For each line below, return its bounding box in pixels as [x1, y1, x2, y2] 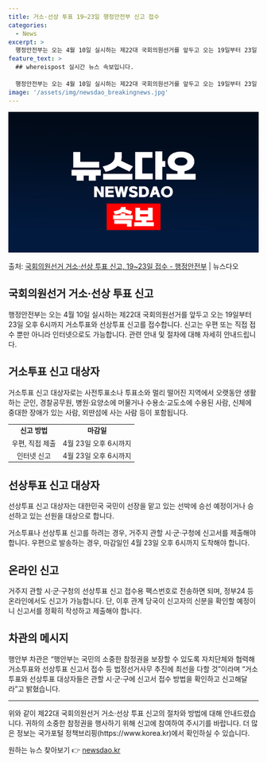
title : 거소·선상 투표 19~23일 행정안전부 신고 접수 [8, 13, 160, 21]
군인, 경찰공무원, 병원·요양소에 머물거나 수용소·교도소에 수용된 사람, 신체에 [22, 398, 252, 407]
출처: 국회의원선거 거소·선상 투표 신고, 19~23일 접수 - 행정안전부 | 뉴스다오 [8, 262, 239, 270]
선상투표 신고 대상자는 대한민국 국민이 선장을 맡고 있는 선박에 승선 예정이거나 [8, 501, 246, 511]
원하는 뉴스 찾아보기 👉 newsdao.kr [8, 745, 121, 755]
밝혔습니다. [25, 684, 61, 694]
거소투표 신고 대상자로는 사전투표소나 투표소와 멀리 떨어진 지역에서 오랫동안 [8, 387, 242, 397]
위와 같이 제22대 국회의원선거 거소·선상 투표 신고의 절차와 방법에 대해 [8, 708, 222, 717]
